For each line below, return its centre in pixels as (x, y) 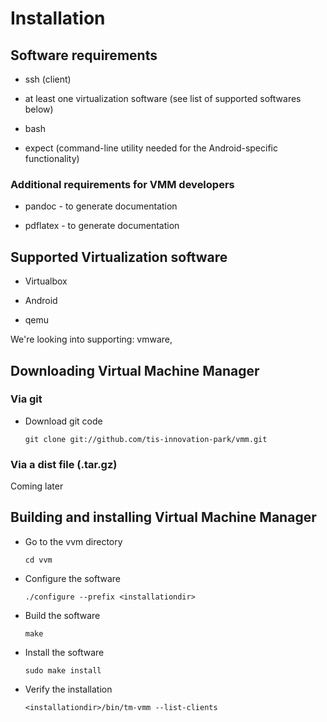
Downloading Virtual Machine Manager (135, 370)
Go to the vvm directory (73, 541)
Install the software (64, 652)
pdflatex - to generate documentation (102, 226)
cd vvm (38, 560)
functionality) (52, 158)
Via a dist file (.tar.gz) (64, 464)
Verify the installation (68, 689)
